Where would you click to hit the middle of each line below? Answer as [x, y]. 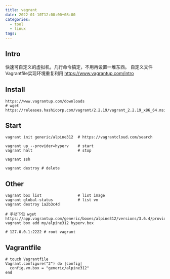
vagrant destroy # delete [32, 168]
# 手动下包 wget [21, 214]
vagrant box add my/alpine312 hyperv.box [50, 223]
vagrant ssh [18, 160]
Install [15, 90]
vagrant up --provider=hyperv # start [50, 146]
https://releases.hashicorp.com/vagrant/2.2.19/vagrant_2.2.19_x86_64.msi [86, 110]
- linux [18, 29]
